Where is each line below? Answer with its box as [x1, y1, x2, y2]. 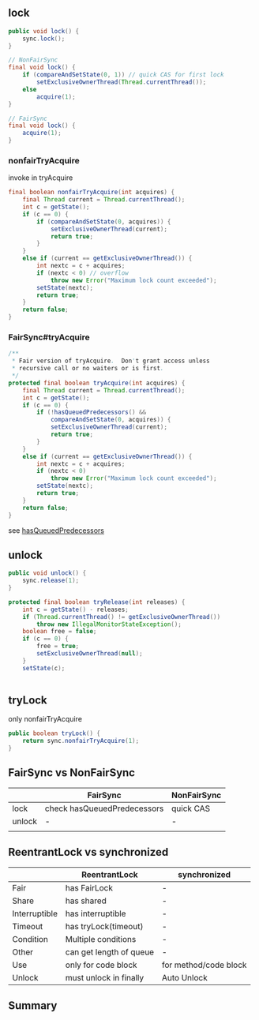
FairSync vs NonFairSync [8, 766, 136, 780]
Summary [8, 999, 58, 1013]
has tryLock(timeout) [65, 921, 144, 932]
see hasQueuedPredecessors [8, 525, 105, 535]
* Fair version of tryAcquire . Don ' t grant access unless [11, 357, 211, 366]
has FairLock [65, 882, 113, 893]
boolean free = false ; [22, 628, 97, 636]
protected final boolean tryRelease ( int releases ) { [8, 598, 186, 606]
